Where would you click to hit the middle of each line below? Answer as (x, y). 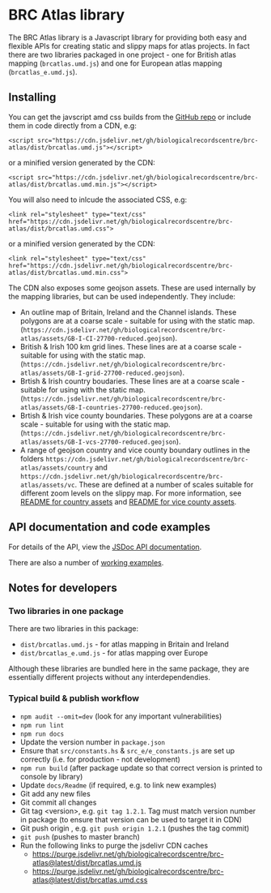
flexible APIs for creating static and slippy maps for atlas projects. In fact (129, 45)
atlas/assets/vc (47, 485)
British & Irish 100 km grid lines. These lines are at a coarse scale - (131, 346)
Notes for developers (63, 588)
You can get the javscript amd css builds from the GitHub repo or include (130, 117)
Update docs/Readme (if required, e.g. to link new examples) (118, 785)
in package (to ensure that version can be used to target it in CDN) (131, 819)
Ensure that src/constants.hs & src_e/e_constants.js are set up (127, 750)
